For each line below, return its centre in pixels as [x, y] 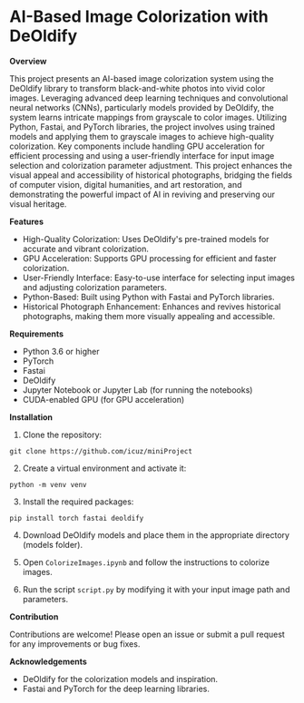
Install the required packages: [78, 502]
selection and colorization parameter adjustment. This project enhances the [151, 165]
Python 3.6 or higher [61, 351]
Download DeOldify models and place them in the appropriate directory [156, 535]
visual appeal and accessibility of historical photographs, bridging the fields [151, 175]
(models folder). [53, 544]
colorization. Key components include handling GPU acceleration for [137, 146]
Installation [31, 417]
